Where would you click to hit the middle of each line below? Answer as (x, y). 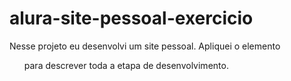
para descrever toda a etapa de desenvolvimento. (126, 65)
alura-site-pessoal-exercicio (131, 18)
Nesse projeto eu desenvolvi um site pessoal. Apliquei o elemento (145, 46)
